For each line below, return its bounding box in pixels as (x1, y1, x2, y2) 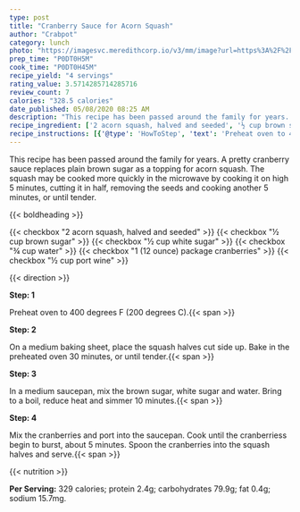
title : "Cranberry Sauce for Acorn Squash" (9, 21, 174, 30)
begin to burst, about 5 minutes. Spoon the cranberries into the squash (9, 439, 271, 449)
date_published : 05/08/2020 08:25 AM (9, 105, 150, 113)
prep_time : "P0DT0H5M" (9, 55, 94, 63)
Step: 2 (9, 323, 37, 335)
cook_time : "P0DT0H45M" (9, 63, 98, 72)
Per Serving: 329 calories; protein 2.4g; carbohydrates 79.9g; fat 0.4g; (9, 483, 271, 494)
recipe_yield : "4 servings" (9, 71, 114, 80)
